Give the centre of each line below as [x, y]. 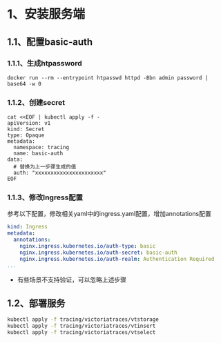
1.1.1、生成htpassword [45, 63]
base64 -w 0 [24, 84]
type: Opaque [26, 135]
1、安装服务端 [46, 14]
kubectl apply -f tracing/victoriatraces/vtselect [81, 333]
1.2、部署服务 [36, 303]
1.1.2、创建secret [36, 102]
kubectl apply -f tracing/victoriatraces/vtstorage [83, 320]
